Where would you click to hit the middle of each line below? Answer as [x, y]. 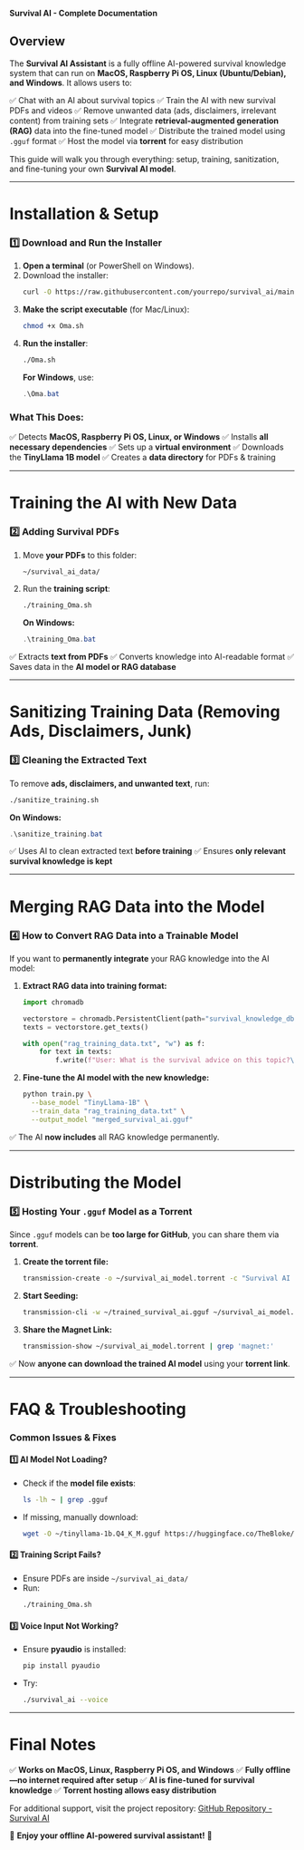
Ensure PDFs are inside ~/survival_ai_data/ [105, 1579]
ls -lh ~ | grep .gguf [65, 1500]
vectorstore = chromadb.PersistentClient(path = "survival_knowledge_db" [160, 1019]
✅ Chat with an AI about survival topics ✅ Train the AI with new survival [142, 100]
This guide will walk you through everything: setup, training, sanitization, [144, 159]
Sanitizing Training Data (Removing [145, 712]
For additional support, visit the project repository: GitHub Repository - [141, 1808]
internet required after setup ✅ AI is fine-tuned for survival [142, 1779]
